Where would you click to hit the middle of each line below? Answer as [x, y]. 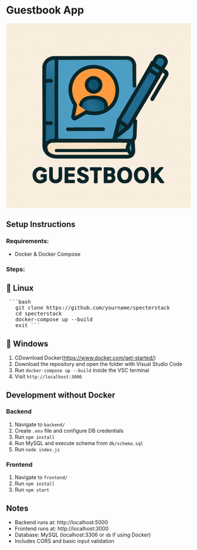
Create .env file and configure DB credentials [69, 430]
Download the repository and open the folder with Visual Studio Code [98, 364]
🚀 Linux [20, 288]
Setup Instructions [41, 224]
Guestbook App [45, 10]
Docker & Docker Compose [47, 254]
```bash [20, 302]
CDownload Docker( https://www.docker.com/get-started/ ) [85, 358]
